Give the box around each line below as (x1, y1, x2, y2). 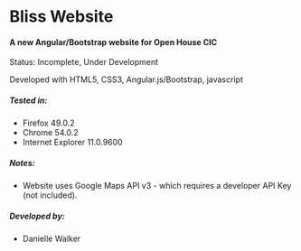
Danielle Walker (22, 233, 81, 245)
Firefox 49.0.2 (22, 117, 75, 128)
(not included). (22, 190, 78, 200)
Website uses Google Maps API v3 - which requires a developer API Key (22, 181, 292, 191)
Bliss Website (9, 6, 114, 27)
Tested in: (9, 95, 48, 106)
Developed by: (9, 210, 65, 221)
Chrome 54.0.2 (22, 127, 79, 138)
